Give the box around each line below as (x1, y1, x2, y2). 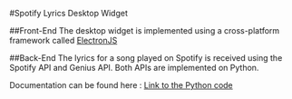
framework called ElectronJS (9, 35, 118, 45)
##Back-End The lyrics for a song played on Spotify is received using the (9, 53, 283, 63)
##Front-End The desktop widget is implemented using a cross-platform (9, 25, 280, 35)
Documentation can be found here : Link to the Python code (9, 80, 233, 90)
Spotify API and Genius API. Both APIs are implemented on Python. (9, 63, 259, 73)
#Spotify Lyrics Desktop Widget (9, 8, 129, 18)
